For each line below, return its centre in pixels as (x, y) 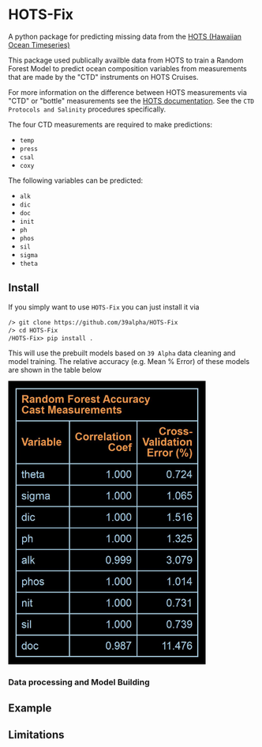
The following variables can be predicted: (76, 180)
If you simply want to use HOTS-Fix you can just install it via (104, 307)
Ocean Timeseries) (39, 44)
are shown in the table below (55, 370)
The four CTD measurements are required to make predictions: (110, 124)
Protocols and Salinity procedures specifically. (87, 109)
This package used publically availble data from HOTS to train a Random (126, 60)
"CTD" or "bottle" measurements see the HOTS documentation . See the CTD (131, 100)
